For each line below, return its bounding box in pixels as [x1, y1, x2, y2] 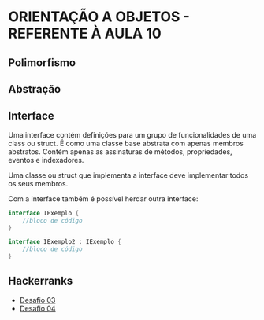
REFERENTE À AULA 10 [8, 24, 162, 42]
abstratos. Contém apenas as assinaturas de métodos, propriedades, [8, 146, 232, 156]
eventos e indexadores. [8, 155, 84, 164]
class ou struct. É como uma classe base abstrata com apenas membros [8, 138, 244, 148]
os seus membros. [8, 178, 69, 188]
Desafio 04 [19, 303, 57, 313]
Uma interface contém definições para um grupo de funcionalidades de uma [8, 130, 257, 139]
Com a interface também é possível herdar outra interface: [8, 193, 199, 204]
